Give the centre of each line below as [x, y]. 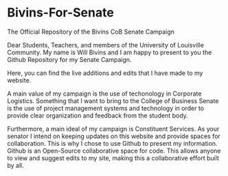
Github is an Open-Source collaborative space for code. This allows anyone [114, 151]
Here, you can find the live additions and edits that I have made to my [105, 73]
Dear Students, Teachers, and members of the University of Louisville [106, 45]
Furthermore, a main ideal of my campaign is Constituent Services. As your [113, 129]
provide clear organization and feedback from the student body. [98, 115]
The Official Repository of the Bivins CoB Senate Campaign [91, 32]
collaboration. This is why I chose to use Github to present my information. [112, 143]
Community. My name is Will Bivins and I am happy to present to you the [110, 52]
